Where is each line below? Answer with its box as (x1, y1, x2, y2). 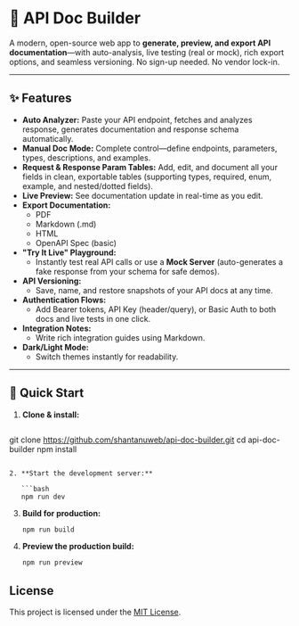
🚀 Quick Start (9, 385, 85, 400)
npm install (36, 443, 77, 454)
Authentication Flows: (21, 294, 107, 305)
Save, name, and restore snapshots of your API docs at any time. (35, 284, 273, 295)
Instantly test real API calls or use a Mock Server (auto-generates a (35, 256, 283, 267)
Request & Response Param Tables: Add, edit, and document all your (21, 161, 279, 172)
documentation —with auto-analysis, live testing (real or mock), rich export (9, 46, 285, 57)
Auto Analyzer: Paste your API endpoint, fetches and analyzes (21, 114, 253, 125)
